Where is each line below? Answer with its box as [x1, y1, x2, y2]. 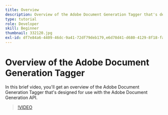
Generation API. [5, 94, 38, 100]
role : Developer [5, 21, 39, 26]
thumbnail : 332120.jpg [5, 30, 52, 35]
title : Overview [5, 7, 39, 12]
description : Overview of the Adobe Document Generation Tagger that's [5, 12, 157, 17]
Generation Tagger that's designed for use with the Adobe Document [5, 89, 148, 95]
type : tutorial [5, 16, 37, 21]
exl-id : [5, 35, 21, 40]
